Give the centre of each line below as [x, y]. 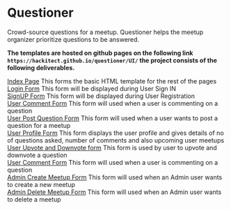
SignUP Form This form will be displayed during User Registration [101, 96]
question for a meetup [39, 125]
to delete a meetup [34, 199]
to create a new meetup [41, 184]
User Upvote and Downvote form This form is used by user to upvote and [112, 147]
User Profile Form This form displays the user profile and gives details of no [115, 133]
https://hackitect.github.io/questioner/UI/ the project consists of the [112, 60]
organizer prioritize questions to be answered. [73, 39]
